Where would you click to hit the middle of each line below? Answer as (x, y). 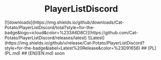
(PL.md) (12, 53)
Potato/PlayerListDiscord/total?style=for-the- (50, 27)
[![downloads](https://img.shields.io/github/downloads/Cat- (64, 22)
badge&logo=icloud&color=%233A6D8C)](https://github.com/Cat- (71, 32)
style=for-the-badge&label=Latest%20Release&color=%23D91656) (72, 48)
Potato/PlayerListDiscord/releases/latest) (46, 38)
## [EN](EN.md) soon (43, 53)
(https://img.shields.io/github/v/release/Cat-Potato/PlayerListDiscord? (74, 43)
